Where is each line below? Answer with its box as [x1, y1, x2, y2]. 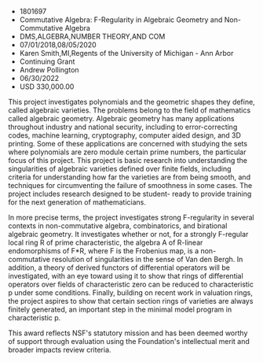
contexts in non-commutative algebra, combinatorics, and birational [8, 221, 228, 231]
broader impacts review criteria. [8, 345, 111, 354]
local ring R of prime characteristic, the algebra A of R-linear [8, 238, 203, 247]
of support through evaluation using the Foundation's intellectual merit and [8, 337, 250, 345]
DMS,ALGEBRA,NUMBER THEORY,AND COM [19, 31, 166, 41]
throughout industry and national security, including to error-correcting [8, 122, 238, 131]
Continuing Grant [19, 57, 75, 66]
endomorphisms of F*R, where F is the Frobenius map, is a [8, 246, 199, 255]
